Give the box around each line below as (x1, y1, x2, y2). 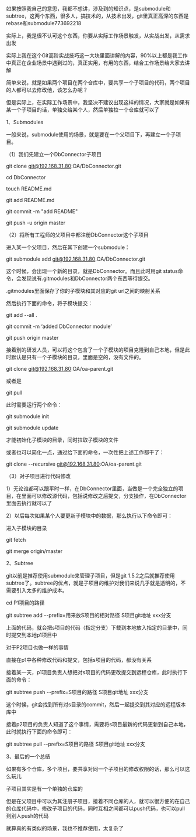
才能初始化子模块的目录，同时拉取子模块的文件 (6, 436, 118, 443)
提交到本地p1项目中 (10, 631, 57, 638)
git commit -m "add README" (6, 208, 78, 215)
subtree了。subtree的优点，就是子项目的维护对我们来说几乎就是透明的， (6, 579, 181, 586)
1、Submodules (6, 119, 44, 125)
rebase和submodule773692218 (6, 20, 82, 26)
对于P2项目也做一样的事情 (6, 644, 69, 651)
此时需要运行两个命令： (6, 401, 62, 408)
